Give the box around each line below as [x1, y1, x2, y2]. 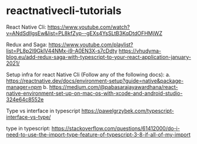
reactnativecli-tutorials [6, 4, 122, 18]
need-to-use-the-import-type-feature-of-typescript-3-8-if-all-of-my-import [6, 131, 191, 138]
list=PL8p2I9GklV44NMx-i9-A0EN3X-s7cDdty [6, 47, 118, 54]
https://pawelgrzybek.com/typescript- [81, 107, 175, 114]
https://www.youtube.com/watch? [47, 23, 131, 30]
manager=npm [6, 83, 42, 90]
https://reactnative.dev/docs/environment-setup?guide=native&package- [6, 77, 184, 84]
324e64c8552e [6, 95, 44, 103]
